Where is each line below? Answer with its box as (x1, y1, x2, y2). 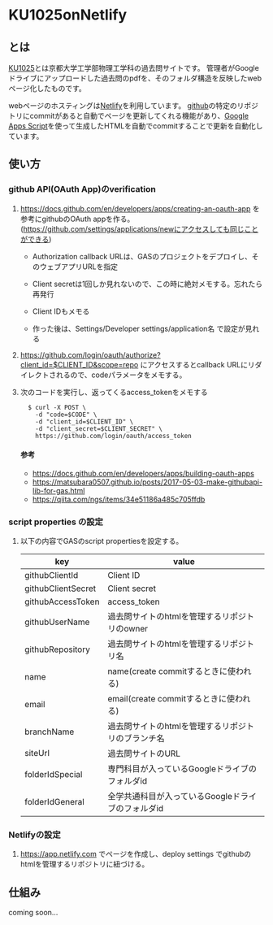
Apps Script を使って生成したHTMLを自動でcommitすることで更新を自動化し (8, 121, 263, 131)
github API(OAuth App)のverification (8, 184, 156, 195)
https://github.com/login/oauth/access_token (35, 432, 193, 440)
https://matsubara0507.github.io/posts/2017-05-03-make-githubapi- (32, 477, 262, 487)
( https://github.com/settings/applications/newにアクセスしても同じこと (19, 224, 258, 233)
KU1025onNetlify (8, 6, 128, 24)
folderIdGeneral (24, 797, 85, 808)
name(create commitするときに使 (107, 666, 236, 677)
